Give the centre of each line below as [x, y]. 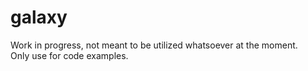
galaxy [39, 17]
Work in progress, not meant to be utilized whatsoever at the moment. [154, 45]
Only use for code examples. [69, 55]
